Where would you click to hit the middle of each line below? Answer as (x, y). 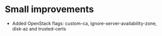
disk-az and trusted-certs (39, 28)
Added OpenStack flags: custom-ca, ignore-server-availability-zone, (84, 23)
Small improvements (49, 9)
